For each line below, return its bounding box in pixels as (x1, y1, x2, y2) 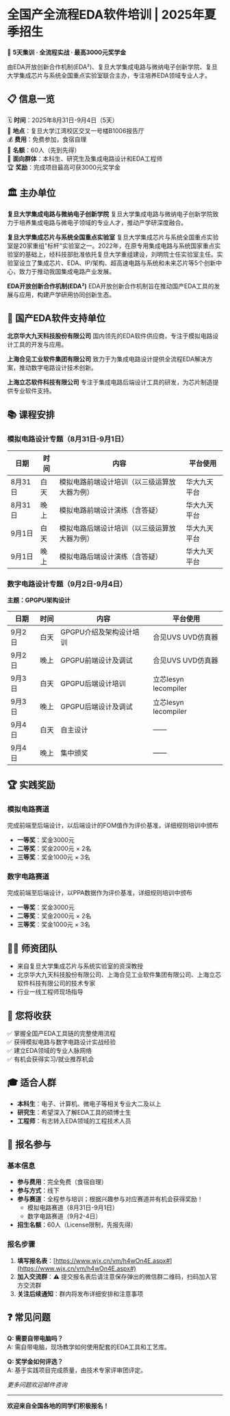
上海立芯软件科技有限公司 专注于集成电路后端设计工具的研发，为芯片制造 (7, 378, 213, 386)
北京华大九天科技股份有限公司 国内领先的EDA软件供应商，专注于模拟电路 (7, 332, 213, 340)
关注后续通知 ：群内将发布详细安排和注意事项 (16, 1289, 144, 1298)
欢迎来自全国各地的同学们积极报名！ (7, 1402, 110, 1410)
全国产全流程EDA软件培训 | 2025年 (7, 7, 205, 23)
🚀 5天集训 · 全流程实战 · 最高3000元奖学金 (7, 48, 127, 56)
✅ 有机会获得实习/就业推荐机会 (7, 1055, 94, 1063)
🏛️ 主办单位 (7, 187, 56, 199)
